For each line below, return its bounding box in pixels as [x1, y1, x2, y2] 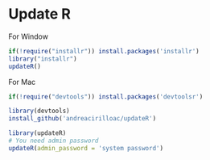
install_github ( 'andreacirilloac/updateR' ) [8, 115, 157, 123]
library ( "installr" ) [8, 54, 78, 63]
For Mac [8, 77, 36, 86]
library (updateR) [8, 129, 67, 137]
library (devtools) [8, 107, 70, 116]
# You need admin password [8, 137, 99, 145]
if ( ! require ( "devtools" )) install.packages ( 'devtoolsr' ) [8, 92, 204, 101]
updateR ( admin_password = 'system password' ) [8, 144, 163, 152]
